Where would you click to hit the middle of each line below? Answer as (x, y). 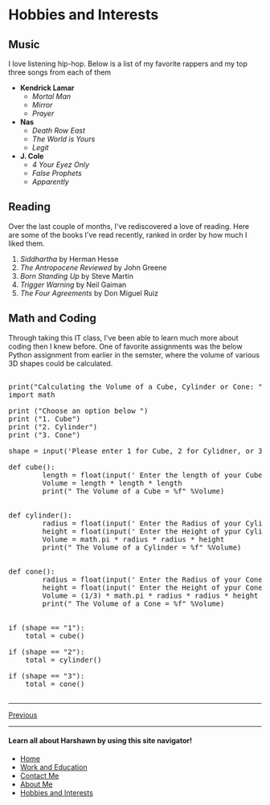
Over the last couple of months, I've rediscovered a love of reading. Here (129, 226)
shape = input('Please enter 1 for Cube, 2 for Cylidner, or (131, 451)
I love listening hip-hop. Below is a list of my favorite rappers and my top (128, 63)
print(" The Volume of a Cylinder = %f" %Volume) (142, 547)
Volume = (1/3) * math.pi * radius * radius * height (150, 595)
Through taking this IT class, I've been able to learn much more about (123, 337)
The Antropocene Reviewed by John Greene (93, 268)
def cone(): (32, 571)
